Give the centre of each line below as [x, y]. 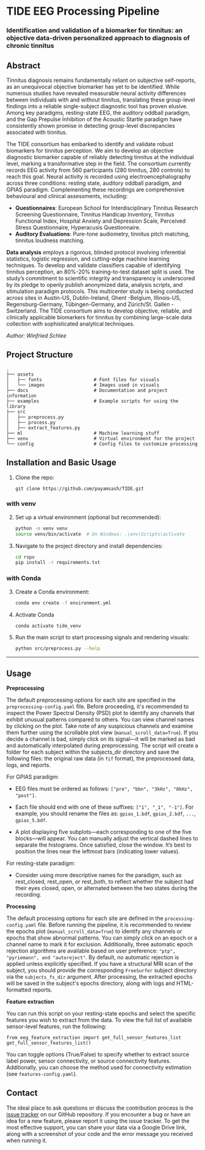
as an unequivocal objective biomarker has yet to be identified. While [93, 86]
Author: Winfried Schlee [37, 335]
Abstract [23, 65]
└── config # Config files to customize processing [102, 444]
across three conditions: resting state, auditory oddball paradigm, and [94, 183]
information [21, 396]
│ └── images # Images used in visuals [83, 385]
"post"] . [26, 795]
